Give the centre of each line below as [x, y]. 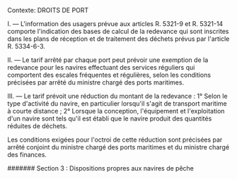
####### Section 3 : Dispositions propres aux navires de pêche [101, 168]
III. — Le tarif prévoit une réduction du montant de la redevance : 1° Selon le [117, 96]
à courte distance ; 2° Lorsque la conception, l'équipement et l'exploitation [116, 111]
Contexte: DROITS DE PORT [48, 10]
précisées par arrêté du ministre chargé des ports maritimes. [96, 82]
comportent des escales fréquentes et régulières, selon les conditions [109, 75]
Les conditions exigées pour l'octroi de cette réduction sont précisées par [115, 140]
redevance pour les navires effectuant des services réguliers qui [101, 67]
